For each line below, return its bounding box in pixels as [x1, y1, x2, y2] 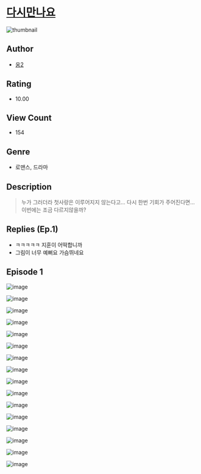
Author [6, 44, 33, 54]
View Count [6, 112, 52, 123]
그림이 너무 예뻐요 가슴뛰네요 [15, 248, 84, 256]
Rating [6, 79, 32, 89]
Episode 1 [6, 267, 44, 278]
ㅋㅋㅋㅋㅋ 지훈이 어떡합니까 [15, 241, 83, 248]
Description [6, 181, 52, 192]
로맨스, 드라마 [15, 163, 49, 171]
